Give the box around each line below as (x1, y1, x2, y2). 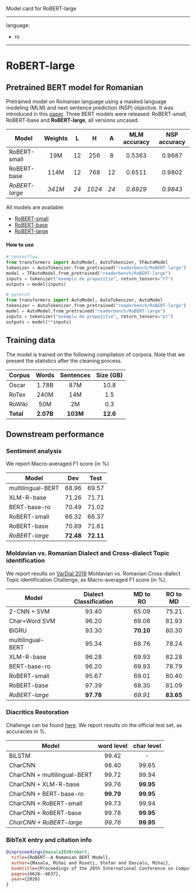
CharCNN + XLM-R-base (9, 780, 80, 788)
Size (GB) (96, 371, 123, 379)
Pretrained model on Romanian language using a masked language (6, 98, 167, 105)
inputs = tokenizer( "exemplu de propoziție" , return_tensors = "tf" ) (6, 275, 174, 282)
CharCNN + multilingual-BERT (9, 771, 93, 779)
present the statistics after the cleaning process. (6, 357, 123, 364)
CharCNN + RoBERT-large (9, 818, 83, 826)
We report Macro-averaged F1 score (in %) (6, 460, 109, 468)
